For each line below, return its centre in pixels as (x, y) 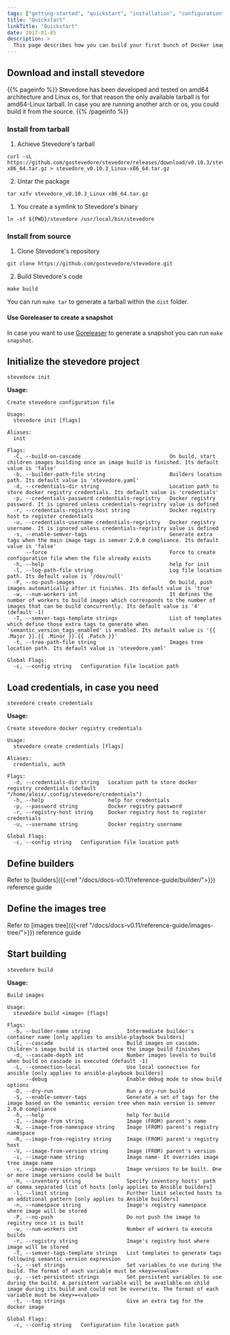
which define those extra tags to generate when (78, 624)
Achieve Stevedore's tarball (56, 144)
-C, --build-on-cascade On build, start (114, 456)
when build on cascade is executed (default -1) (78, 1061)
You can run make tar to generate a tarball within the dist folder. (98, 302)
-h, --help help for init (112, 565)
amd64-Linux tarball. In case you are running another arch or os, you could (113, 104)
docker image (26, 1307)
